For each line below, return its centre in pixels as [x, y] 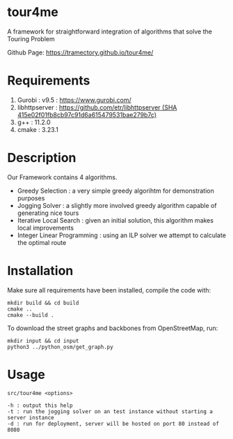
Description [42, 158]
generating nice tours [48, 213]
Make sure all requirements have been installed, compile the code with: [109, 290]
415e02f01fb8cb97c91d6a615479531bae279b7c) [87, 114]
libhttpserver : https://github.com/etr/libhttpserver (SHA [97, 107]
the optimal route [42, 242]
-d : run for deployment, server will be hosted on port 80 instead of [113, 424]
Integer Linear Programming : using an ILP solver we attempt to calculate [121, 235]
